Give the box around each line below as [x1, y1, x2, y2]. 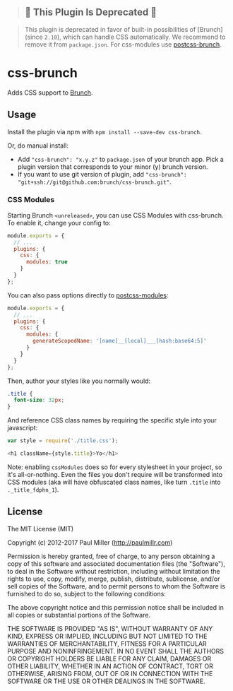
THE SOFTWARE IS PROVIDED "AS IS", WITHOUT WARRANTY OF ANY [7, 624, 213, 632]
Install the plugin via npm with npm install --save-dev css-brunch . [7, 127, 203, 136]
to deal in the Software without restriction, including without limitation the [7, 567, 220, 575]
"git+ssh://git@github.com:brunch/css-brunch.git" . [17, 177, 172, 186]
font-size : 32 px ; [13, 396, 65, 404]
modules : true [25, 259, 68, 266]
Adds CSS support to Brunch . [7, 88, 93, 97]
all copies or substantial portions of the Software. [7, 610, 150, 619]
